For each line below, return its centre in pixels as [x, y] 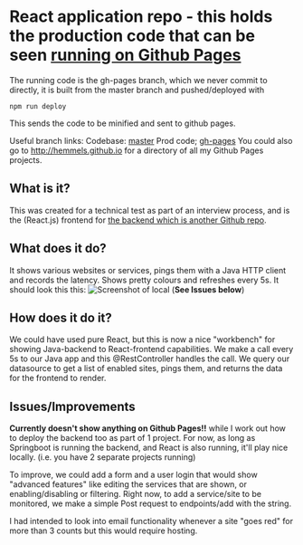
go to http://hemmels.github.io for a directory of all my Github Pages [137, 150]
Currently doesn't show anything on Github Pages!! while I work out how [148, 428]
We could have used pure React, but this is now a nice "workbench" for [142, 339]
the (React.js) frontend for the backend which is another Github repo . [138, 220]
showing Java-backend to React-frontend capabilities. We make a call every [151, 349]
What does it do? [58, 249]
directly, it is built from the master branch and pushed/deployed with [137, 90]
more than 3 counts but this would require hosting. [104, 531]
